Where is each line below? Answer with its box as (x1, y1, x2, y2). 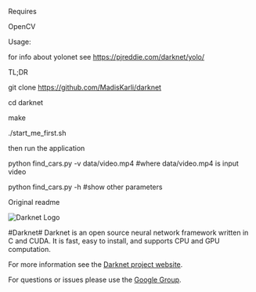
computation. (8, 245, 51, 254)
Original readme (8, 198, 60, 206)
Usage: (8, 37, 31, 46)
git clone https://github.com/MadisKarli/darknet (8, 82, 162, 92)
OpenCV (8, 22, 36, 31)
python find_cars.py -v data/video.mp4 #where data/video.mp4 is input (8, 159, 239, 168)
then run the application (8, 144, 85, 152)
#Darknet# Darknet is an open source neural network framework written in (8, 228, 249, 237)
